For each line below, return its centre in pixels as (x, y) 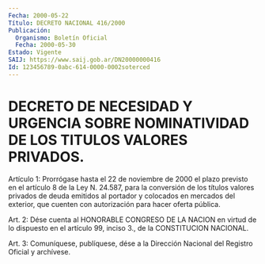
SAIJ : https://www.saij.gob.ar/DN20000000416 (84, 60)
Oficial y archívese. (40, 251)
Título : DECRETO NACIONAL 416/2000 (67, 23)
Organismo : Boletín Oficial (62, 38)
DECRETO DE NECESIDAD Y (100, 106)
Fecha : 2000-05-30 (46, 45)
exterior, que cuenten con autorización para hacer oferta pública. (115, 204)
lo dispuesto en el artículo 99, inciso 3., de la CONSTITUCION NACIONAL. (129, 228)
